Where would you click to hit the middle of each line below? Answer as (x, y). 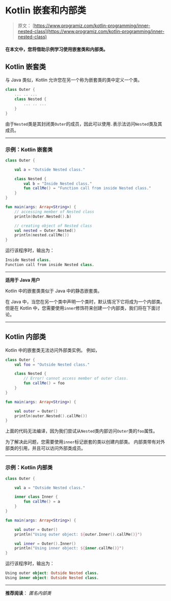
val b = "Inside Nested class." (58, 184)
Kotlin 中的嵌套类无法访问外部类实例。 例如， (53, 350)
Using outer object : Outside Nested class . (52, 573)
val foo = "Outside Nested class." (52, 365)
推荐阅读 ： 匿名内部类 (28, 593)
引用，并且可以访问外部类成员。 (52, 448)
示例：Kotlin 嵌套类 (29, 150)
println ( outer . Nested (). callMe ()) (51, 416)
